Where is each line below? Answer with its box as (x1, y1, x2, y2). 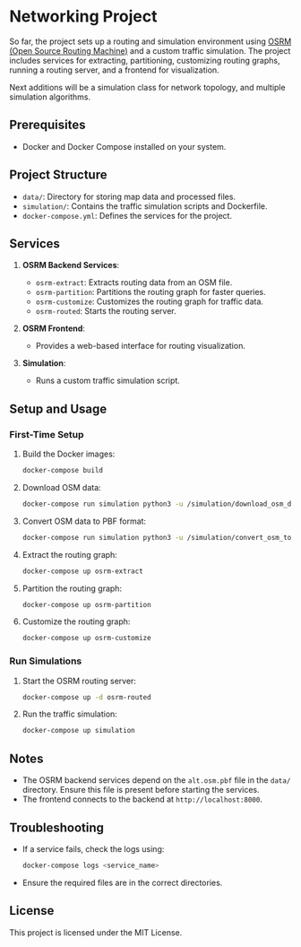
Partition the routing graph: (21, 583, 123, 594)
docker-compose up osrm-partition (21, 600, 151, 609)
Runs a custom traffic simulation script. (35, 375, 181, 387)
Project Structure (9, 168, 107, 183)
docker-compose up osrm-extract (21, 567, 143, 576)
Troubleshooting (9, 820, 105, 835)
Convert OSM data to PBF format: (21, 516, 146, 526)
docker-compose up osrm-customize (21, 634, 151, 643)
